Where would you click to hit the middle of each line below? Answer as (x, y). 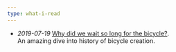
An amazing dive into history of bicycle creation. (86, 41)
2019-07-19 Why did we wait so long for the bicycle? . (93, 33)
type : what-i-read (34, 14)
